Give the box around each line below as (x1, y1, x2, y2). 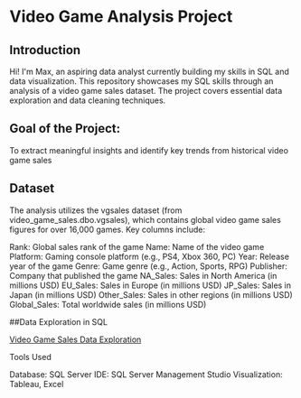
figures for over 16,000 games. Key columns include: (9, 224, 206, 235)
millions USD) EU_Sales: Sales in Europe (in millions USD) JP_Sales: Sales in (9, 280, 292, 291)
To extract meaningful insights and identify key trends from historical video (9, 144, 289, 155)
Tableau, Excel (9, 378, 64, 389)
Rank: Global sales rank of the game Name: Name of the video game (9, 241, 265, 252)
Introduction (9, 42, 81, 58)
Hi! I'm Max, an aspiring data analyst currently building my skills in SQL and (9, 66, 289, 77)
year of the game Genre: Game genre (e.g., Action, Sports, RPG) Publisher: (9, 260, 287, 272)
